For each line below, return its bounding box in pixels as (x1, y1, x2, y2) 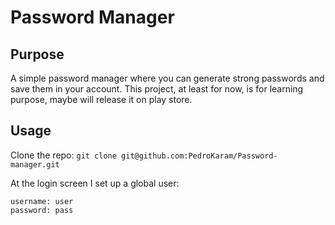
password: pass (10, 205, 74, 215)
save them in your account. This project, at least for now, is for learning (10, 83, 304, 95)
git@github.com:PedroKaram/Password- (121, 151, 278, 161)
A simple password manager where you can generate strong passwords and (10, 72, 325, 84)
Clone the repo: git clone (10, 149, 117, 161)
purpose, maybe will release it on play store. (10, 94, 193, 105)
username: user (10, 196, 74, 206)
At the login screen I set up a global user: (10, 177, 180, 189)
